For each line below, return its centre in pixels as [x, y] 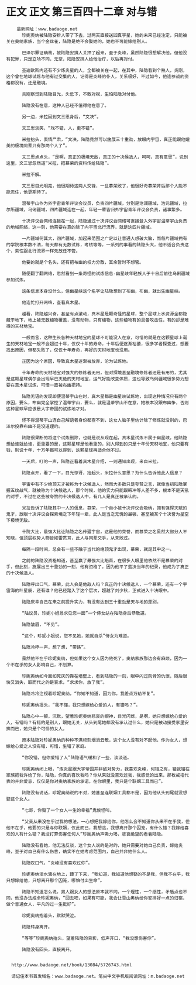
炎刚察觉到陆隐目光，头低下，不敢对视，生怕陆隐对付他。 [80, 94]
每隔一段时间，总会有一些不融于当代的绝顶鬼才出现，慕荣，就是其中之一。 [98, 549]
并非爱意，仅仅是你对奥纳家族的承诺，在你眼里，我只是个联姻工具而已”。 [90, 781]
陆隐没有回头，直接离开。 [48, 949]
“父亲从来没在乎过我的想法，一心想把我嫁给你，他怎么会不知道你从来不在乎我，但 [106, 822]
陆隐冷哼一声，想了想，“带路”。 [55, 647]
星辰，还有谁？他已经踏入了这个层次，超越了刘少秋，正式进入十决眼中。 [97, 590]
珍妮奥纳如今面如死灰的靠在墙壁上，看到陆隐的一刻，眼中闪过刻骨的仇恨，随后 [102, 676]
